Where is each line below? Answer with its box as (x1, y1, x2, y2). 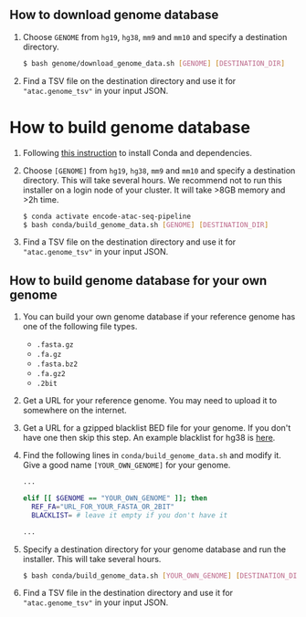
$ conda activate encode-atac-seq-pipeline (22, 212, 192, 221)
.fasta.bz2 (36, 360, 79, 369)
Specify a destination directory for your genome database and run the (22, 543, 286, 555)
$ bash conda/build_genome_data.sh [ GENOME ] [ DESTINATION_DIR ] (22, 220, 269, 229)
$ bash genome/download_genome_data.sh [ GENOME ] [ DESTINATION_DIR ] (22, 58, 286, 68)
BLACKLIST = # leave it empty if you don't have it (31, 510, 228, 519)
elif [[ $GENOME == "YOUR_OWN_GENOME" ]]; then (22, 494, 208, 503)
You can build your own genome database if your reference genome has (22, 311, 296, 322)
